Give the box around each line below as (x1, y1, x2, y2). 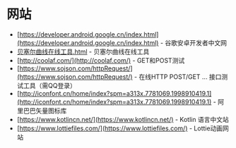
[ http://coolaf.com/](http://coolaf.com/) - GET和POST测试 (16, 56, 185, 64)
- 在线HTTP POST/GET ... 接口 (134, 72, 222, 81)
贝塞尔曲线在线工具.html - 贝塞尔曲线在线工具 (16, 47, 150, 56)
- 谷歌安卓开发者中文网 (160, 38, 228, 47)
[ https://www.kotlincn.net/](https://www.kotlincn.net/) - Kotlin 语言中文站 (16, 115, 229, 123)
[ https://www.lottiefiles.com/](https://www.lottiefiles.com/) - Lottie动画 (16, 124, 223, 132)
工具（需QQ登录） (23, 81, 77, 90)
